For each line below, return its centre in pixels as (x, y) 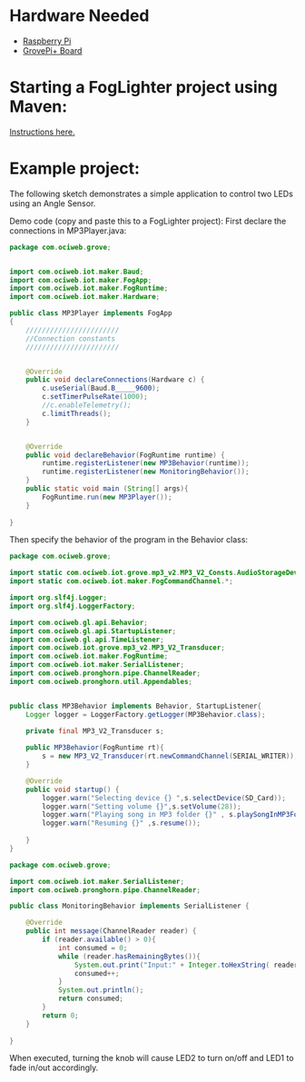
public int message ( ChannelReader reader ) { (111, 931)
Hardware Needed (79, 16)
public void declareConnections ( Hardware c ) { (115, 380)
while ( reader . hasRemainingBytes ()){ (129, 956)
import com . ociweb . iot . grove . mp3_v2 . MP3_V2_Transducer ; (117, 648)
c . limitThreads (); (77, 413)
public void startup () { (73, 789)
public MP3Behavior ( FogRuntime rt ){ (95, 748)
